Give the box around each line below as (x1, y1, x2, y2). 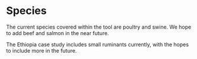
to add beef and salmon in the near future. (6, 29, 109, 36)
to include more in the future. (6, 47, 77, 54)
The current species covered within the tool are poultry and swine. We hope (6, 23, 192, 30)
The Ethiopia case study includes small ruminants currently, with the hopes (6, 41, 189, 48)
